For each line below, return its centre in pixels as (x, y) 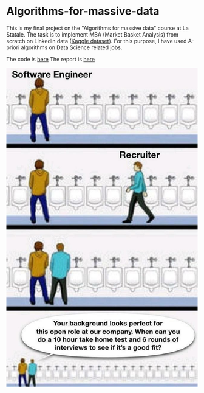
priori (13, 47)
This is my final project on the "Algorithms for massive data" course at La (98, 28)
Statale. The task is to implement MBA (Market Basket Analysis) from (93, 34)
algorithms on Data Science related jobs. (72, 47)
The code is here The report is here (51, 59)
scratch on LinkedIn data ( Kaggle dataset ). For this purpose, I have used (97, 41)
